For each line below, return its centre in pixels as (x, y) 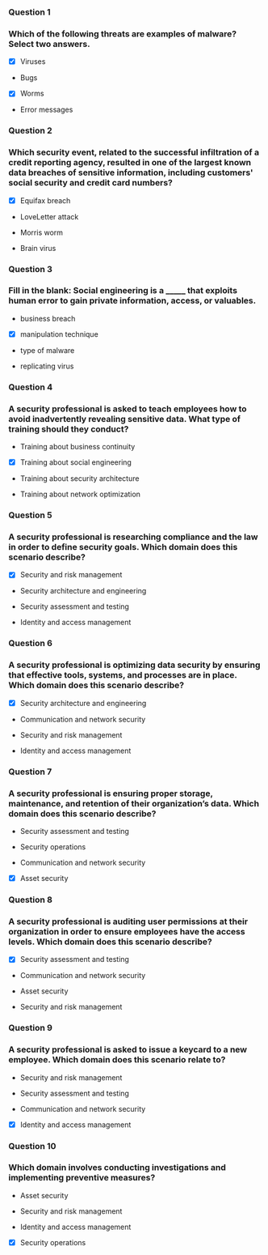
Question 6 (30, 644)
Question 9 (30, 1028)
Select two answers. (49, 44)
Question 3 (30, 269)
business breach (48, 318)
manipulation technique (59, 334)
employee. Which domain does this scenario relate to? (117, 1060)
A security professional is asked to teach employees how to (128, 409)
